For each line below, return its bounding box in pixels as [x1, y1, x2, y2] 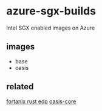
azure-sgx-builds [6, 4, 96, 18]
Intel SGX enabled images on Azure [6, 24, 95, 31]
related [6, 81, 34, 92]
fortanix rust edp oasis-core [6, 98, 76, 105]
